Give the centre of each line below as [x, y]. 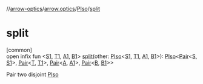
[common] [19, 50]
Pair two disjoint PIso [32, 74]
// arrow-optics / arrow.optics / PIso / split [53, 9]
